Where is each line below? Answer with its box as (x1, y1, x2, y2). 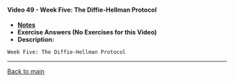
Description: (17, 35, 54, 44)
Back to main (7, 68, 45, 76)
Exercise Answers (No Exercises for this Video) (17, 28, 157, 37)
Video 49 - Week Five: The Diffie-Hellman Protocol (7, 6, 157, 14)
